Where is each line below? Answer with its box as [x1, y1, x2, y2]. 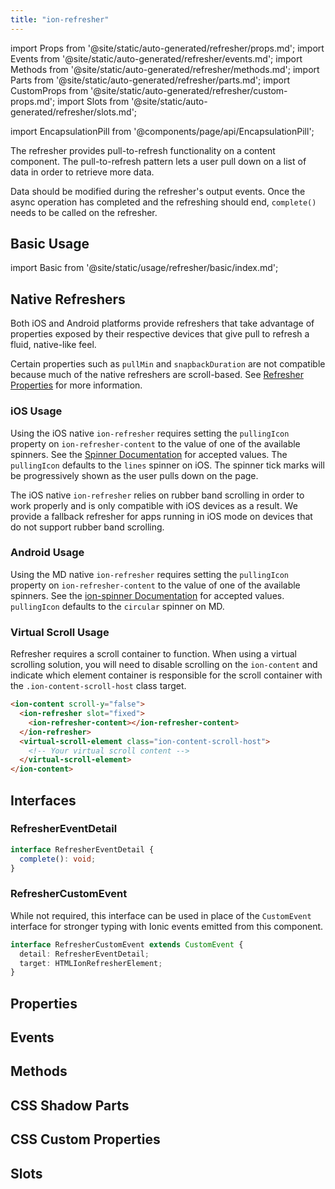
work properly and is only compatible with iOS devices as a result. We [10, 499, 298, 511]
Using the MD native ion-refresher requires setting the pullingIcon [10, 568, 290, 580]
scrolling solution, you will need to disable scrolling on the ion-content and [10, 659, 318, 671]
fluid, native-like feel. [10, 339, 97, 351]
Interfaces [10, 792, 77, 809]
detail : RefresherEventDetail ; [19, 949, 150, 959]
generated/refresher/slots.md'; [10, 106, 138, 118]
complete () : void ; [19, 854, 97, 864]
